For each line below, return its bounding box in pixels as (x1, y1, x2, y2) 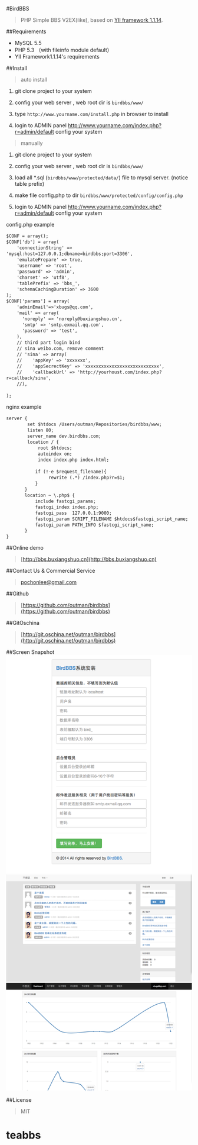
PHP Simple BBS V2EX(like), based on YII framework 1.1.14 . (20, 17, 163, 23)
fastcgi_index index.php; (35, 504, 99, 510)
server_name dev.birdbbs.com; (27, 433, 101, 439)
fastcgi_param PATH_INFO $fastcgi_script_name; (35, 522, 154, 528)
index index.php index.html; (37, 457, 110, 463)
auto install (20, 76, 48, 83)
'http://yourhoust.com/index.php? (77, 369, 162, 375)
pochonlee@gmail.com (20, 579, 77, 585)
